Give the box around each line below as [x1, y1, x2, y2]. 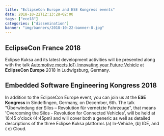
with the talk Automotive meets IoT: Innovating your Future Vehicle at [5, 62, 144, 68]
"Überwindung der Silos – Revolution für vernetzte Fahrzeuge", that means [5, 105, 156, 110]
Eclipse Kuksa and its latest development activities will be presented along [5, 56, 156, 62]
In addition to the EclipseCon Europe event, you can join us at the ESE [5, 94, 146, 100]
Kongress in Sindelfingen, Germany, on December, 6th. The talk [5, 99, 135, 106]
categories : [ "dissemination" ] [5, 21, 69, 26]
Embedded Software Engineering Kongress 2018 [5, 82, 157, 90]
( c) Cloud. [5, 126, 27, 132]
